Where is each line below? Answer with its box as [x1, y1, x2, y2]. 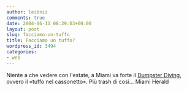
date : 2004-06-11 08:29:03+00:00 [6, 20, 92, 26]
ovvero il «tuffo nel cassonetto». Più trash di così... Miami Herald [6, 78, 169, 85]
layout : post [6, 26, 40, 32]
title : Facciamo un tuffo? [6, 37, 75, 43]
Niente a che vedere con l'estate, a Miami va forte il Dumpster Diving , [6, 71, 182, 78]
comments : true [6, 15, 45, 21]
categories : [6, 49, 37, 55]
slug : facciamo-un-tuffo [6, 32, 70, 38]
